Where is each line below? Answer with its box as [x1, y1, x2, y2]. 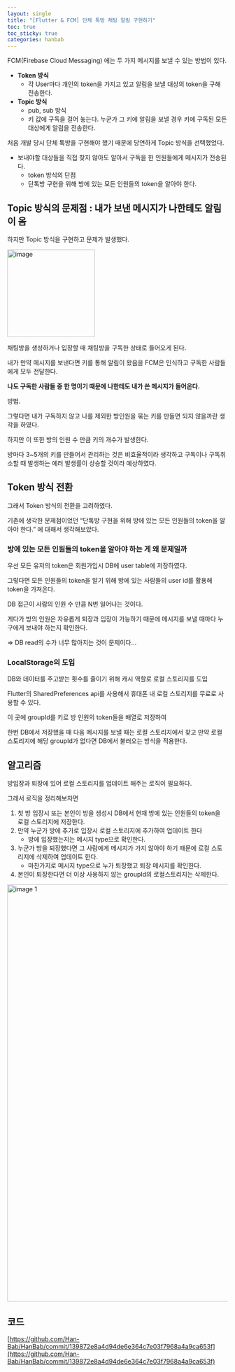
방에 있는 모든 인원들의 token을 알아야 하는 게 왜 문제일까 [7, 544, 187, 553]
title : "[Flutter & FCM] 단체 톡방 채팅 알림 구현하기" [7, 17, 156, 24]
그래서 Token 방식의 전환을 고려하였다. [7, 501, 113, 509]
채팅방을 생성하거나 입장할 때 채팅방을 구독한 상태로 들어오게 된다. [7, 344, 187, 352]
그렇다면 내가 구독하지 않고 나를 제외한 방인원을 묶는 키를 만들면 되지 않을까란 [7, 411, 218, 420]
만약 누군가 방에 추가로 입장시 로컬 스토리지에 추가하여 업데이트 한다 [17, 826, 203, 835]
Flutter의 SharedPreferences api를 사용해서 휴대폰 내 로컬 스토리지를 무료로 [7, 690, 217, 698]
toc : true [7, 23, 36, 30]
